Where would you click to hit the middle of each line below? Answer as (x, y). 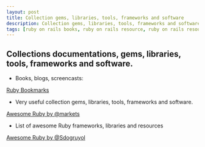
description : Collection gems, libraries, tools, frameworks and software (103, 23)
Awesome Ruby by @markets (43, 114)
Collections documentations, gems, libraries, (94, 54)
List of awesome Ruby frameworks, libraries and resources (89, 126)
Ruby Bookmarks (28, 90)
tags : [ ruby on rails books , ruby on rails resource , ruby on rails (95, 29)
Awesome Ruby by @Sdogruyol (46, 138)
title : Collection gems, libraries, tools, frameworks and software (95, 18)
